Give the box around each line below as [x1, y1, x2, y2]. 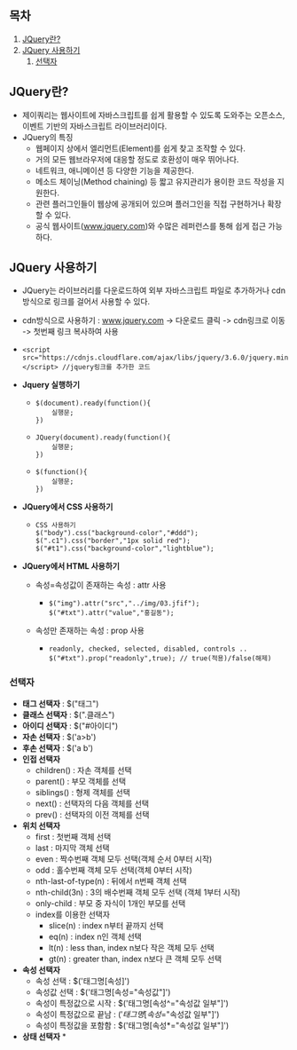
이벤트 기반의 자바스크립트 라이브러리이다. [21, 121, 168, 131]
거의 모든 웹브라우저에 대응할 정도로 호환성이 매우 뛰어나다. [35, 154, 239, 164]
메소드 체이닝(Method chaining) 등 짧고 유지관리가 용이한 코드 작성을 [35, 176, 276, 186]
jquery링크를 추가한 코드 [69, 363, 151, 372]
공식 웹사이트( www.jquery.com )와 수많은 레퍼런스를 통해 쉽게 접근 [35, 220, 267, 231]
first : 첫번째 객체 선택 [35, 831, 112, 841]
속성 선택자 [21, 964, 60, 975]
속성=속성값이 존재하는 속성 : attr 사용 [35, 580, 167, 590]
